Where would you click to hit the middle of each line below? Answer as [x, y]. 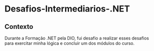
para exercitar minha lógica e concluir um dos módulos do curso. [69, 43]
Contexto [19, 27]
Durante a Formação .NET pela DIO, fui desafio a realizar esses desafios [77, 38]
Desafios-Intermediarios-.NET [67, 9]
